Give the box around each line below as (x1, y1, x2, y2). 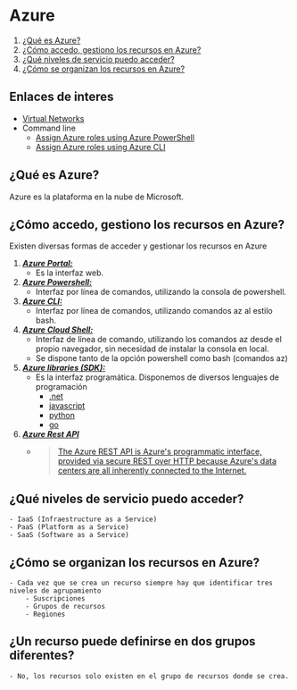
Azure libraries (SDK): (21, 363, 106, 374)
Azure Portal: (21, 258, 73, 269)
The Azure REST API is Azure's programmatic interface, (57, 446, 262, 457)
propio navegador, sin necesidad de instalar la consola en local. (35, 343, 269, 354)
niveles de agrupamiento (9, 586, 102, 595)
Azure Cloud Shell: (21, 324, 94, 335)
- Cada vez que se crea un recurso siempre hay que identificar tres (9, 578, 274, 587)
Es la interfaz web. (35, 267, 104, 278)
